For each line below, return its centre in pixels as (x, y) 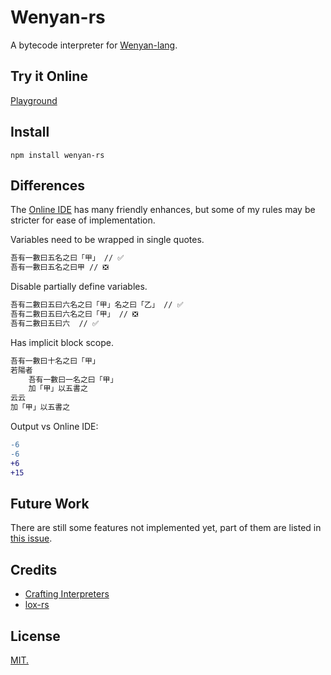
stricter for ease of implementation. (83, 220)
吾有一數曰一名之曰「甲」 (73, 379)
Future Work (50, 503)
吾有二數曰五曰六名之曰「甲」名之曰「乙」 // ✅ (97, 305)
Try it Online (49, 76)
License (35, 636)
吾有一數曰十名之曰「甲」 (55, 361)
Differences (48, 185)
